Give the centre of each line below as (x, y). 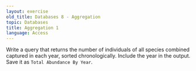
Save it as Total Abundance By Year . (49, 62)
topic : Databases (27, 22)
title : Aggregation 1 (32, 28)
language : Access (27, 33)
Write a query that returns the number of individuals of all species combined (98, 49)
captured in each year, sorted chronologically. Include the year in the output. (98, 56)
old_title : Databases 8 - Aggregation (53, 17)
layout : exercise (27, 11)
